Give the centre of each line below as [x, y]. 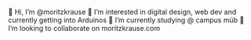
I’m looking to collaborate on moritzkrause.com [84, 28]
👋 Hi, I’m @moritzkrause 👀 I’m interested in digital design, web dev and [122, 12]
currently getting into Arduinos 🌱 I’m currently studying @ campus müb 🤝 [126, 20]
